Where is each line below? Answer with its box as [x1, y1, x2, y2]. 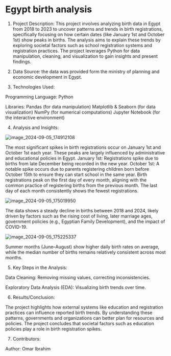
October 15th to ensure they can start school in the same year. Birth [5, 171, 147, 177]
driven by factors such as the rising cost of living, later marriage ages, [5, 213, 153, 219]
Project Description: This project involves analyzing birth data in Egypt [12, 20, 161, 27]
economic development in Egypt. [12, 74, 83, 80]
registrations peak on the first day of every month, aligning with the [5, 176, 147, 183]
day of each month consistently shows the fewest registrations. [5, 188, 139, 194]
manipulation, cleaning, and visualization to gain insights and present [12, 53, 158, 59]
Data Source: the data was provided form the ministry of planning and [12, 68, 160, 75]
